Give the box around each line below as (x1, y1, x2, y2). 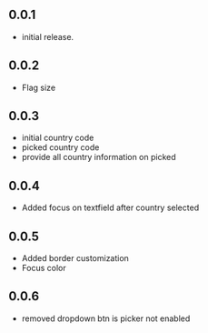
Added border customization (21, 253, 129, 264)
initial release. (21, 31, 74, 42)
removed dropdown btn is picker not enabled (21, 313, 191, 324)
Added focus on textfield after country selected (21, 202, 200, 213)
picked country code (21, 142, 100, 153)
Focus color (21, 263, 66, 274)
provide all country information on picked (21, 152, 176, 163)
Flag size (21, 82, 56, 93)
